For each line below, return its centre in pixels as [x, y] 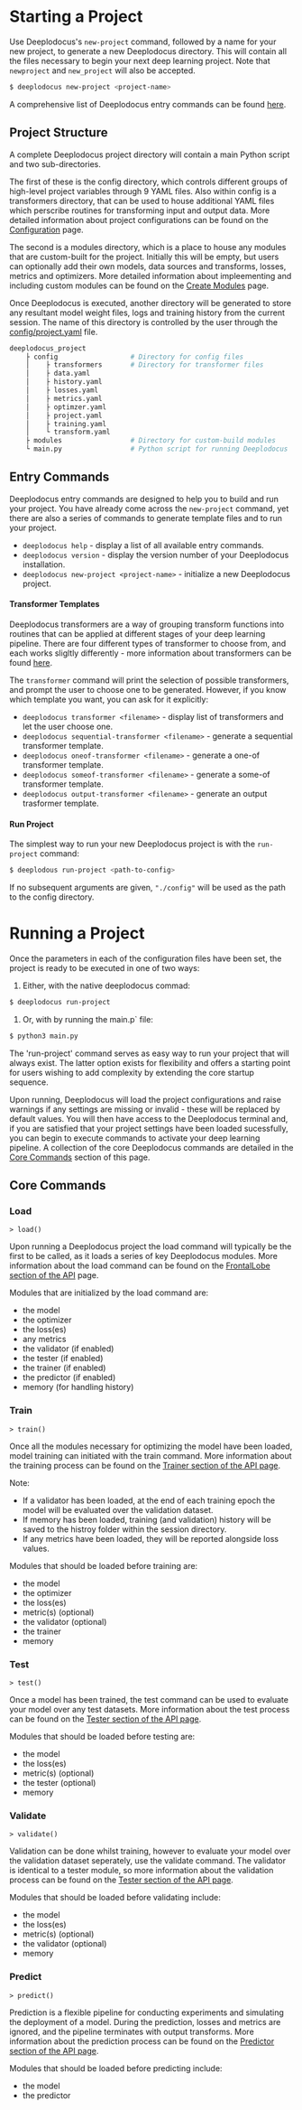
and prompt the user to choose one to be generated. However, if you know [148, 690]
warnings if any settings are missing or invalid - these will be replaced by [145, 1109]
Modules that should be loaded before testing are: [102, 1737]
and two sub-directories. [55, 163]
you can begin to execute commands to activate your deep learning [135, 1138]
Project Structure [59, 133]
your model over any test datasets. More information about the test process [150, 1710]
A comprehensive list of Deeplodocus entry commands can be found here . [148, 104]
